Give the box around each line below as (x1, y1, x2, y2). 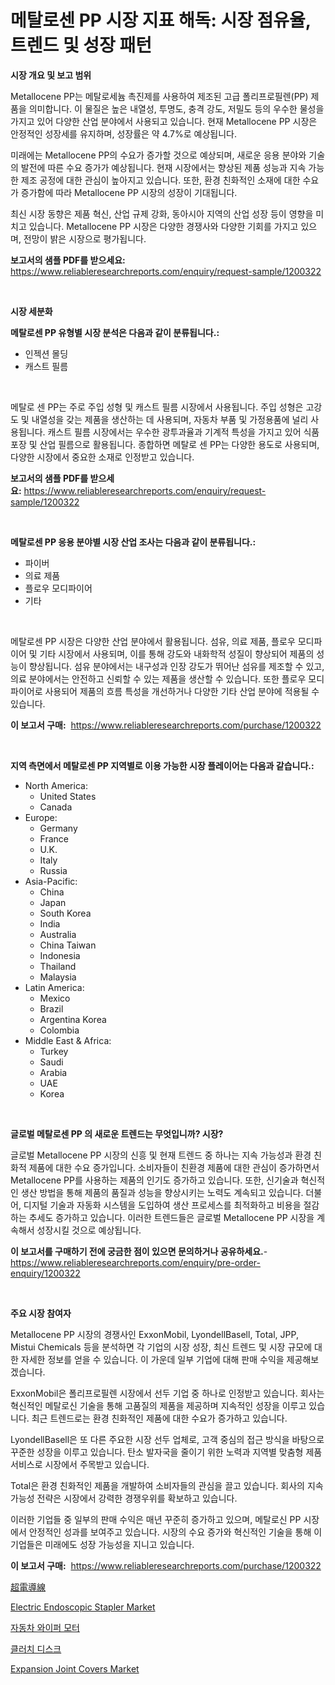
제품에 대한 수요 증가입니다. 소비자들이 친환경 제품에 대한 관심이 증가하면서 (28, 1161, 320, 1173)
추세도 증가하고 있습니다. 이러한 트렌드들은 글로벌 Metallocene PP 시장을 (28, 1211, 315, 1223)
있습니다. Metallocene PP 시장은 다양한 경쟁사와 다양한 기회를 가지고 (28, 220, 299, 232)
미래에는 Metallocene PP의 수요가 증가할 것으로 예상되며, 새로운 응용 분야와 (10, 149, 307, 161)
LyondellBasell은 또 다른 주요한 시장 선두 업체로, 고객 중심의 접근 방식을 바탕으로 (10, 1433, 325, 1445)
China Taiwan (39, 939, 97, 951)
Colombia (39, 1024, 80, 1036)
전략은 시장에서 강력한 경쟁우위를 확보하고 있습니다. (36, 1492, 238, 1504)
